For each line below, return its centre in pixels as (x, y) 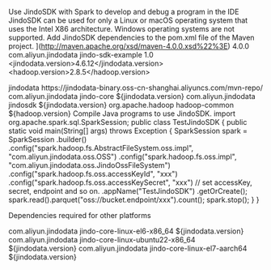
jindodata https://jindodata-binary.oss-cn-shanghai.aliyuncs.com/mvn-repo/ (136, 88)
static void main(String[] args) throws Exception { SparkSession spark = (128, 131)
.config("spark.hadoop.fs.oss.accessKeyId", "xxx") (93, 174)
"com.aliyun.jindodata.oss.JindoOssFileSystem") (90, 165)
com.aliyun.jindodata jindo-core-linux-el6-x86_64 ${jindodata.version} (126, 231)
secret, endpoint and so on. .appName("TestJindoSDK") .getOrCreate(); (128, 191)
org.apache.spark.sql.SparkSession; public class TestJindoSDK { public (128, 122)
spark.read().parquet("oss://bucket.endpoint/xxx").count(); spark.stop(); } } (134, 199)
